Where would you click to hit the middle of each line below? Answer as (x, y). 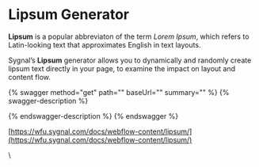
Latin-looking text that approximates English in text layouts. (105, 44)
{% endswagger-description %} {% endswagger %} (93, 116)
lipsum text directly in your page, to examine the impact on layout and (122, 68)
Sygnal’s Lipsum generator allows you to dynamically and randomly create (130, 60)
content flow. (30, 77)
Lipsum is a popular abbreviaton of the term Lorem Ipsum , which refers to (129, 36)
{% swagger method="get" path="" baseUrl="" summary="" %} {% (119, 92)
